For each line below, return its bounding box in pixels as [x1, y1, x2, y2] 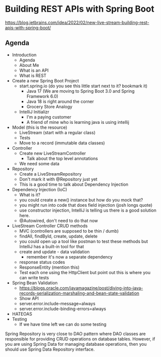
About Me [19, 62, 39, 68]
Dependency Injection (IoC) [12, 186, 67, 192]
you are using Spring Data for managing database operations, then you [5, 341, 147, 347]
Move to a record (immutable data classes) [19, 140, 105, 146]
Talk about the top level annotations [26, 155, 98, 161]
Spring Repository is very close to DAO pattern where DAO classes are [5, 331, 146, 337]
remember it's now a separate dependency [26, 254, 113, 259]
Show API [19, 295, 39, 301]
